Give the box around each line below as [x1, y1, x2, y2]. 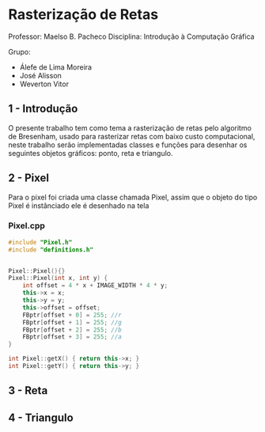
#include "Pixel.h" [8, 238, 73, 246]
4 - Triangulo [8, 411, 74, 424]
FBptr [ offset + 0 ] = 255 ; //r [22, 311, 123, 319]
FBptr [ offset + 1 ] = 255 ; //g [22, 318, 123, 326]
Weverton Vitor [19, 79, 70, 89]
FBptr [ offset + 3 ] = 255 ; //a [22, 333, 123, 341]
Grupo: [8, 47, 31, 56]
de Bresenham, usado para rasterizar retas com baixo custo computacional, [8, 131, 256, 141]
